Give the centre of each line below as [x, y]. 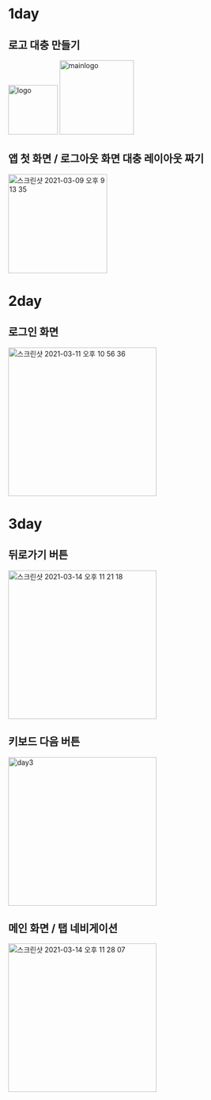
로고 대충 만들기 [44, 45]
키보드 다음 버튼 [44, 742]
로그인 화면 [34, 332]
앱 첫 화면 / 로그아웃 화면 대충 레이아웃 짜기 [106, 159]
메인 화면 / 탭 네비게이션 [63, 928]
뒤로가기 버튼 [38, 555]
